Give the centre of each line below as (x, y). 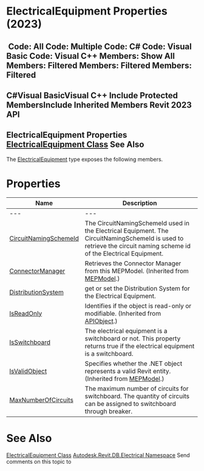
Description (140, 203)
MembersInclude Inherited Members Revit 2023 (99, 105)
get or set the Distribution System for (137, 288)
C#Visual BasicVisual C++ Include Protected (92, 95)
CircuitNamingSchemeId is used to (134, 238)
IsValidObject (28, 371)
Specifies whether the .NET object (134, 364)
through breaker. (109, 411)
